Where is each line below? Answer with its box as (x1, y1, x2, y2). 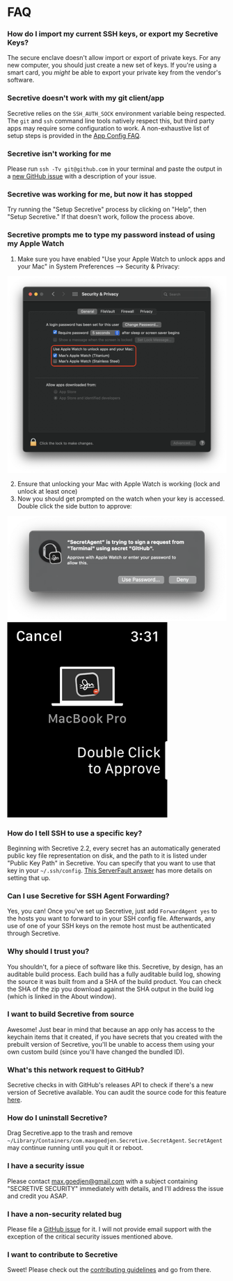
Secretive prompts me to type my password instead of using (7, 230, 216, 240)
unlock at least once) (17, 487, 78, 495)
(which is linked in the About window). (7, 992, 117, 1001)
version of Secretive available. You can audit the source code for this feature (7, 1089, 227, 1097)
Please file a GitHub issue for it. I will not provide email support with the (7, 1225, 212, 1234)
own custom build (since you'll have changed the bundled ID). (7, 1047, 185, 1056)
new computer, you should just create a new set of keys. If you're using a (7, 61, 217, 70)
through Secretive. (7, 929, 61, 938)
